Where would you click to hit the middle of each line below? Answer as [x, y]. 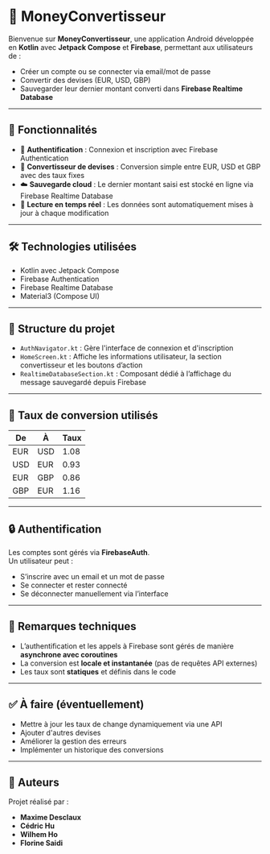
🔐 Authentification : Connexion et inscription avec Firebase [119, 149]
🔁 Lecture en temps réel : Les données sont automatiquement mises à [137, 204]
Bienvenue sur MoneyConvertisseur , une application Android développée [131, 39]
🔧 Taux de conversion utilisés [83, 415]
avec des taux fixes [52, 175]
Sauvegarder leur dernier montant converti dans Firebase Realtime [131, 89]
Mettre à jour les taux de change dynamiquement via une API [121, 723]
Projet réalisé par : [39, 802]
